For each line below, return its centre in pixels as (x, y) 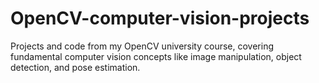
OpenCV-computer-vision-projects (160, 18)
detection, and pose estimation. (75, 67)
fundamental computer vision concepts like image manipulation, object (156, 56)
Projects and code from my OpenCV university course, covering (142, 46)
